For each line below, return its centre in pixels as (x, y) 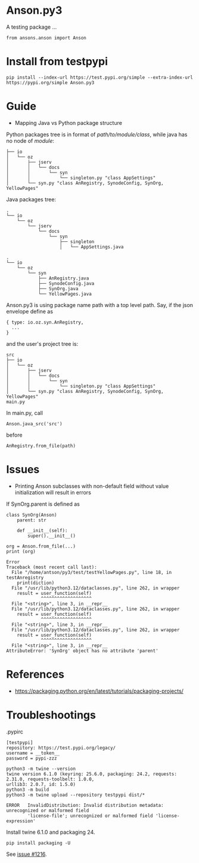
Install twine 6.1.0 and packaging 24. (51, 832)
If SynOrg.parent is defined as (43, 504)
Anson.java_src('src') (34, 424)
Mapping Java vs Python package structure (68, 122)
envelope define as (30, 311)
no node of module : (30, 140)
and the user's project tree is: (42, 343)
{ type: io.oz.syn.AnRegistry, (45, 322)
